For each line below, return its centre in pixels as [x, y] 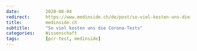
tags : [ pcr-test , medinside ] [53, 39]
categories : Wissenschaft [42, 33]
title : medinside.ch [42, 22]
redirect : [18, 17]
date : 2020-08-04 [39, 11]
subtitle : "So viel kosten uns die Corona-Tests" [74, 28]
